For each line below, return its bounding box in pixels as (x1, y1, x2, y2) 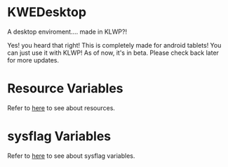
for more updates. (7, 55, 60, 64)
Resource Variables (7, 81, 123, 97)
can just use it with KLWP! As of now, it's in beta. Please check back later (7, 48, 220, 57)
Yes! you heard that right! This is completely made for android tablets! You (7, 41, 222, 49)
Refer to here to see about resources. (7, 103, 116, 112)
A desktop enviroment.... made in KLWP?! (7, 27, 128, 36)
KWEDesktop (7, 4, 86, 20)
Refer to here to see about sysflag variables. (7, 152, 135, 160)
